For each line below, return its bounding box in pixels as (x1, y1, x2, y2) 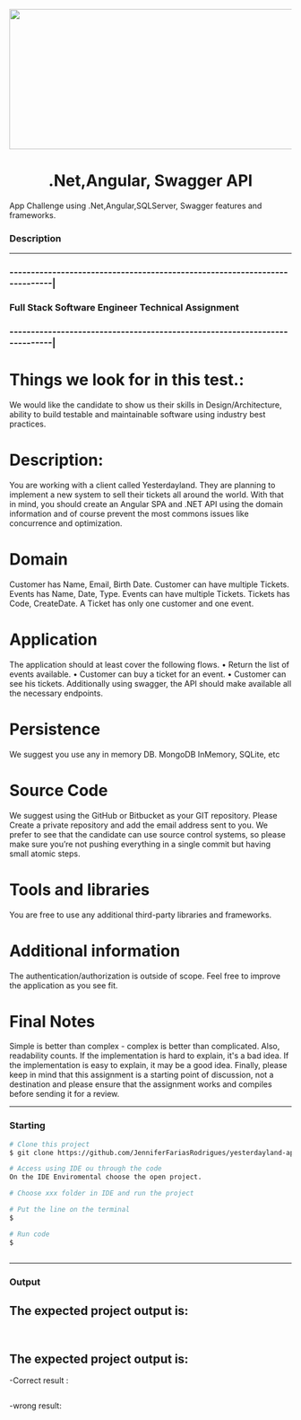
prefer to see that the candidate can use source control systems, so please (9, 828, 287, 839)
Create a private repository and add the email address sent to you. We (9, 820, 269, 830)
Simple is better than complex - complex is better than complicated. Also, (9, 1041, 280, 1052)
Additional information (9, 941, 181, 960)
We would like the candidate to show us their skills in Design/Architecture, (9, 399, 282, 410)
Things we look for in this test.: (9, 370, 245, 390)
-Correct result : (9, 1375, 69, 1386)
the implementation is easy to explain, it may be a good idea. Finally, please (9, 1060, 288, 1071)
